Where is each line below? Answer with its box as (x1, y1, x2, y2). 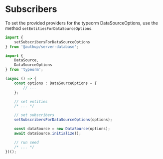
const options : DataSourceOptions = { (14, 81, 97, 86)
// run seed (14, 140, 39, 145)
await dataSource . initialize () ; (14, 131, 81, 136)
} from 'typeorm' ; (5, 67, 43, 72)
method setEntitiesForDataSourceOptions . (5, 25, 93, 31)
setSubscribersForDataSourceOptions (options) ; (14, 117, 113, 123)
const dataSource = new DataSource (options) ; (14, 126, 111, 132)
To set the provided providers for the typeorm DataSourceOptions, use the (5, 20, 159, 26)
